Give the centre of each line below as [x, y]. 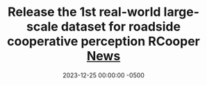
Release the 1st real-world [84, 12]
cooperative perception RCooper [104, 41]
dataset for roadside [121, 27]
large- [182, 12]
